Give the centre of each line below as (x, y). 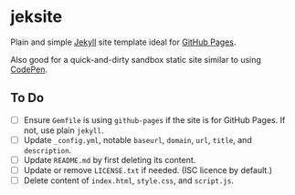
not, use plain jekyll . (63, 130)
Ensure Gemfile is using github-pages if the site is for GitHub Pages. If (154, 119)
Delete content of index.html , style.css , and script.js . (128, 180)
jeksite (37, 17)
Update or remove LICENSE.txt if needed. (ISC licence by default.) (148, 169)
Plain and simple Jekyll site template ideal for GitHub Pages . (123, 42)
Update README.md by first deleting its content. (110, 159)
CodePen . (29, 69)
